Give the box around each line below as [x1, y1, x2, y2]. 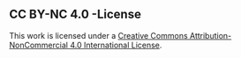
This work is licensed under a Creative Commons [9, 30, 188, 40]
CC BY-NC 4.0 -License [9, 7, 141, 22]
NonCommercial [9, 40, 69, 50]
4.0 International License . [70, 40, 162, 50]
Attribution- [189, 30, 232, 40]
